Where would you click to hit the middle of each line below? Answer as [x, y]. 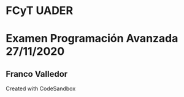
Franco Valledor [37, 74]
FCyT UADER [40, 11]
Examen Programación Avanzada [92, 39]
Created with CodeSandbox [41, 88]
